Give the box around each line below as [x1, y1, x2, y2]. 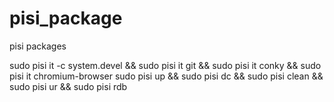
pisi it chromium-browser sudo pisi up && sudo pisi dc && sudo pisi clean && [9, 70, 324, 82]
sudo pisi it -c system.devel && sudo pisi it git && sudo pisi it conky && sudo [9, 59, 322, 71]
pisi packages [9, 40, 67, 52]
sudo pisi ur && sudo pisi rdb [9, 80, 128, 92]
